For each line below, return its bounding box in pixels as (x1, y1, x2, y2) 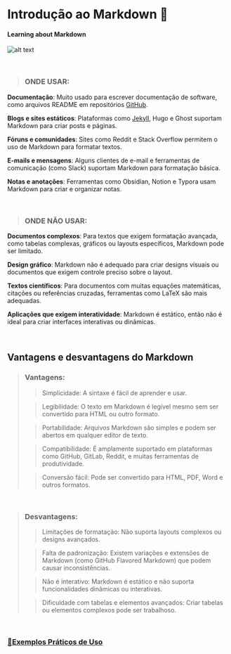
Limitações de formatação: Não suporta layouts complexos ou (41, 527, 222, 536)
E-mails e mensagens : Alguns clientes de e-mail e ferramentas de (7, 156, 200, 165)
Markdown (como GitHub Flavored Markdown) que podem (41, 556, 211, 565)
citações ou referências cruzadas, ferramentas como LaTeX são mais (7, 288, 208, 297)
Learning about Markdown (7, 30, 86, 38)
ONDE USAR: (24, 77, 70, 86)
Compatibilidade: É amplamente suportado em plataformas (41, 444, 213, 453)
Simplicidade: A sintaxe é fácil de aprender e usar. (41, 388, 187, 397)
